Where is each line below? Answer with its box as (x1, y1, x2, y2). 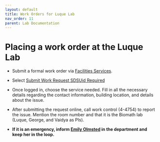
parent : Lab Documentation (5, 20, 60, 26)
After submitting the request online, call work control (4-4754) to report (12, 106, 155, 112)
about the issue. (12, 97, 45, 103)
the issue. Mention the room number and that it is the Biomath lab (12, 112, 143, 118)
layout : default (5, 7, 38, 12)
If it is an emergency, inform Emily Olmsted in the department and (12, 126, 147, 132)
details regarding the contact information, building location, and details (12, 92, 154, 98)
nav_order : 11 (5, 16, 34, 21)
